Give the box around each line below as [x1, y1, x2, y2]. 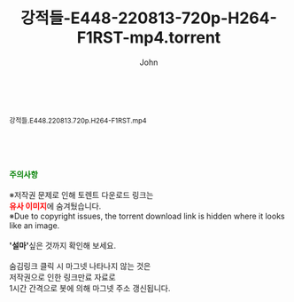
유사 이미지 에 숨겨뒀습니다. [9, 201, 102, 211]
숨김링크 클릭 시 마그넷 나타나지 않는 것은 [9, 260, 151, 271]
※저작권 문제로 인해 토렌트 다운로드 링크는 [9, 189, 154, 200]
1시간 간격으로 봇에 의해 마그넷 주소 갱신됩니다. [9, 282, 171, 293]
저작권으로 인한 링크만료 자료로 [9, 272, 117, 282]
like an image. [9, 219, 60, 231]
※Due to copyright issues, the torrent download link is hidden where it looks [9, 211, 285, 221]
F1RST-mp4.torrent [76, 28, 221, 48]
